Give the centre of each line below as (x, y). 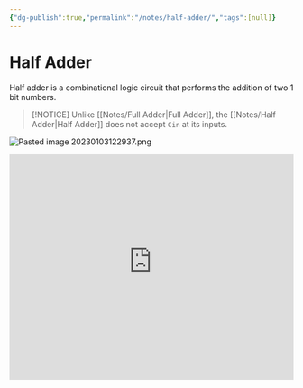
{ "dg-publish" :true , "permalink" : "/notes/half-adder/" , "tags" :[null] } (143, 18)
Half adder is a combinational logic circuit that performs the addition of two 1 (151, 88)
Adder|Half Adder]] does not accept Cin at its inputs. (129, 124)
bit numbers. (33, 97)
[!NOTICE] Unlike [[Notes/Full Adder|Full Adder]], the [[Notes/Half (154, 115)
